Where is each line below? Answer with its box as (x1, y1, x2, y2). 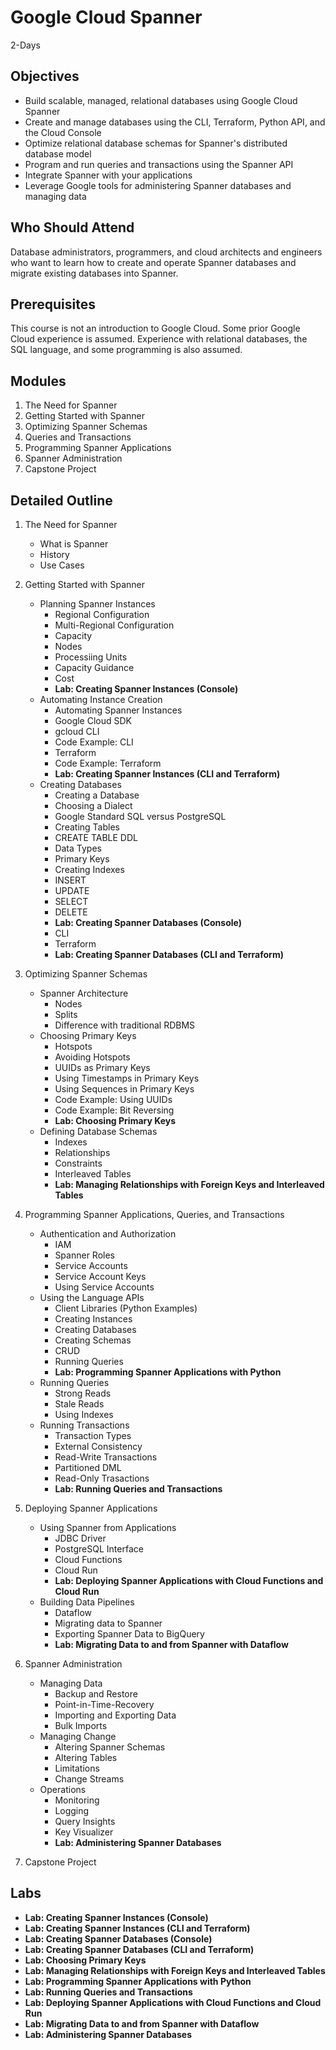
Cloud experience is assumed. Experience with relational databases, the (10, 333, 308, 345)
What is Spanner (39, 538, 109, 550)
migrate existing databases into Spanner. (10, 267, 179, 279)
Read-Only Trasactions (54, 1472, 150, 1484)
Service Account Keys (54, 1271, 147, 1282)
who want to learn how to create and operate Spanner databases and (10, 256, 297, 268)
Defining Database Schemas (39, 1126, 158, 1137)
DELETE (54, 906, 88, 918)
